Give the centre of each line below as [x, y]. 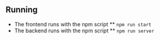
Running [22, 10]
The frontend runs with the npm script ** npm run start [83, 24]
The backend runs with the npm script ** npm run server [84, 30]
